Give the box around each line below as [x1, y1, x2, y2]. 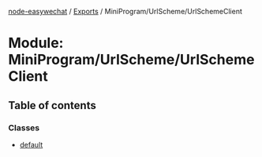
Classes [8, 122, 40, 133]
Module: [8, 35, 64, 52]
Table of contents [8, 98, 96, 112]
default [19, 140, 43, 149]
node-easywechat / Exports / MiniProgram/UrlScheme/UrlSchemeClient [8, 7, 242, 16]
